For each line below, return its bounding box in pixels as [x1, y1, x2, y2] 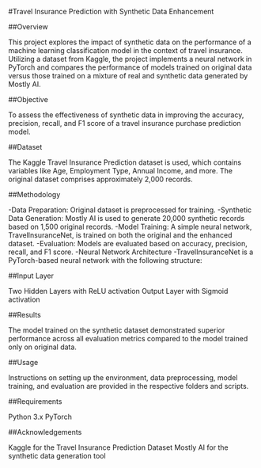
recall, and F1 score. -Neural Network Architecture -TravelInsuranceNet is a [8, 247, 254, 257]
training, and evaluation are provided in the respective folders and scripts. [8, 382, 249, 390]
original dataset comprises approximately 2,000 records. [8, 174, 193, 184]
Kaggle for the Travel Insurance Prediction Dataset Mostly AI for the [8, 443, 229, 452]
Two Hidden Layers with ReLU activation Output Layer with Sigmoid [8, 287, 229, 295]
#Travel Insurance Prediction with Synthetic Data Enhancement [8, 7, 214, 16]
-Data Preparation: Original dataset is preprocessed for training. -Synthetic [8, 205, 252, 215]
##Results [8, 310, 41, 319]
